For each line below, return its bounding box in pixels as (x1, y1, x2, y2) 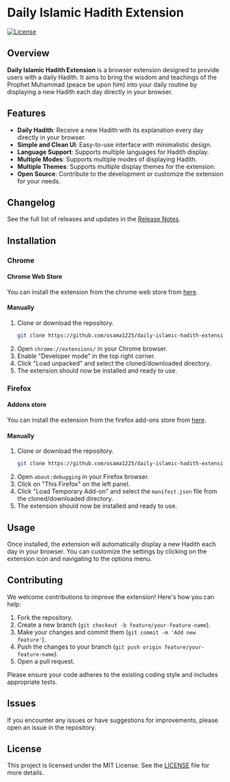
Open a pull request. (16, 657, 76, 665)
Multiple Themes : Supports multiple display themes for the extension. (16, 162, 216, 170)
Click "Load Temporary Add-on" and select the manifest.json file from (16, 487, 218, 495)
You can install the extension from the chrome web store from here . (7, 287, 198, 296)
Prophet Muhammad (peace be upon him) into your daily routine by (7, 80, 198, 89)
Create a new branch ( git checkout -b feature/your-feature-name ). (16, 621, 211, 629)
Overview (7, 47, 50, 59)
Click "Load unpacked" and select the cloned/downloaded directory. (16, 359, 211, 367)
